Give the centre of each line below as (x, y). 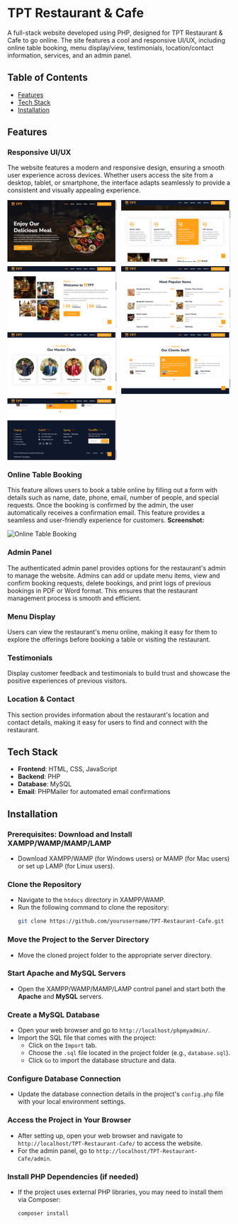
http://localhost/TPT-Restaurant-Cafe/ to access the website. (110, 1143)
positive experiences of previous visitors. (67, 681)
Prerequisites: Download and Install (70, 834)
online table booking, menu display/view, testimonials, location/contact (110, 48)
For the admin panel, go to (56, 1150)
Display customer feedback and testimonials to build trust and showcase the (119, 673)
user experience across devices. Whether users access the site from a (110, 175)
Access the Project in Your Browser (69, 1120)
